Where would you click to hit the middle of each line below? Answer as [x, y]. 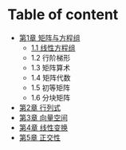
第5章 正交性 [40, 137]
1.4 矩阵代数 [51, 77]
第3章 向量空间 [43, 117]
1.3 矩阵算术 [51, 67]
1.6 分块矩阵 [51, 97]
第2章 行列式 [40, 107]
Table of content [63, 15]
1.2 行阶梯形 [51, 57]
